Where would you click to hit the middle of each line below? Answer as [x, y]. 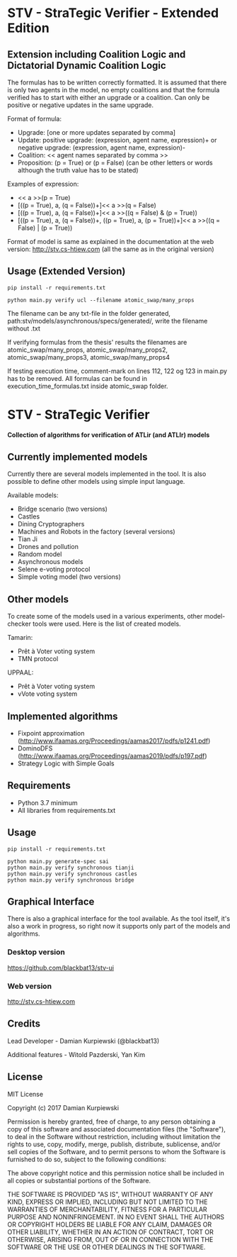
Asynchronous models [50, 562]
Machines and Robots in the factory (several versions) [96, 532]
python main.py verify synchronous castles [73, 874]
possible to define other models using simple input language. [96, 482]
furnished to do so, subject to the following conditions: [87, 1159]
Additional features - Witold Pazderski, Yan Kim [76, 1054]
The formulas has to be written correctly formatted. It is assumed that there [117, 82]
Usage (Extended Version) [67, 271]
